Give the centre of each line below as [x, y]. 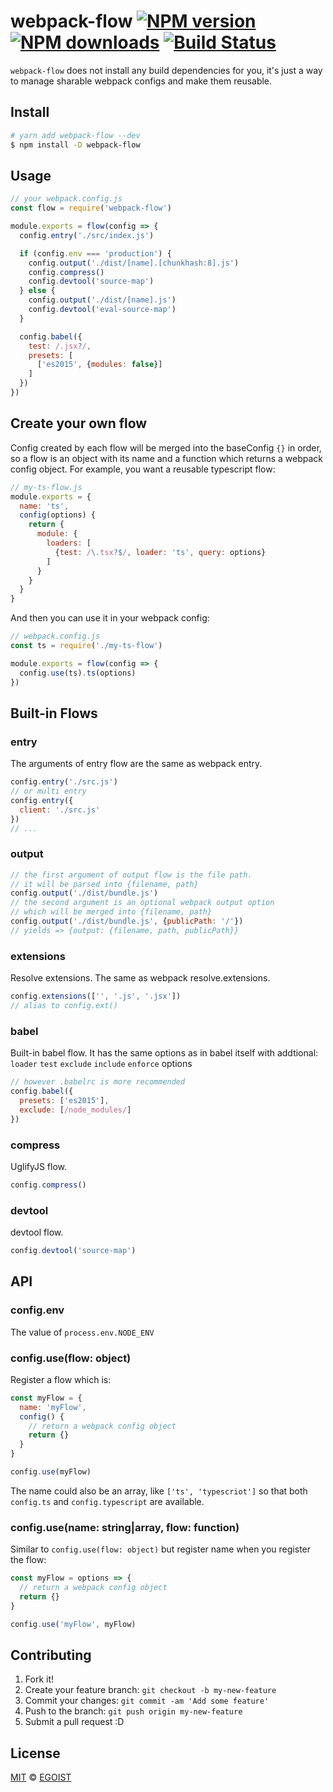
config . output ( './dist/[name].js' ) [102, 300]
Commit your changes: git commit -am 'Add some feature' [147, 1701]
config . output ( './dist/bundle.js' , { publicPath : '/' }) [127, 921]
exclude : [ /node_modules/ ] [75, 1110]
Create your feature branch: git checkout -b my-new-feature [150, 1690]
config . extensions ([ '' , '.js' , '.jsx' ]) [96, 996]
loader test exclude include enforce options [101, 1064]
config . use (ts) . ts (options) [78, 673]
